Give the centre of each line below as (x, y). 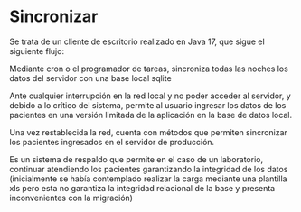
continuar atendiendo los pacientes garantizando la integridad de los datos (149, 169)
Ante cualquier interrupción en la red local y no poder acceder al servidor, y (150, 96)
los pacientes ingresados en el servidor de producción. (112, 142)
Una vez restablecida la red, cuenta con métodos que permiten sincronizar (148, 132)
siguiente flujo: (37, 51)
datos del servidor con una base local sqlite (90, 78)
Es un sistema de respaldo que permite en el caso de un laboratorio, (136, 159)
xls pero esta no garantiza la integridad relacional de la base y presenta (142, 188)
